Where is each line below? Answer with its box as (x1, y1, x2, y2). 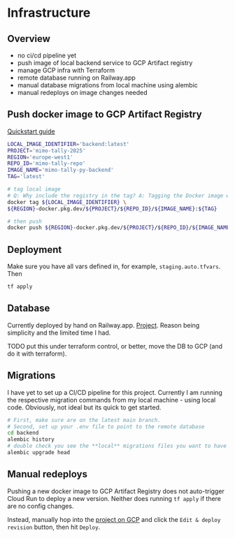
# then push (7, 218, 42, 225)
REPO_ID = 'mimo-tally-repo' (7, 160, 86, 167)
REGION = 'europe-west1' (7, 154, 73, 161)
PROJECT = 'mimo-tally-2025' (7, 147, 86, 154)
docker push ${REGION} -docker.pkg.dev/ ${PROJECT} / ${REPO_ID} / (7, 224, 192, 231)
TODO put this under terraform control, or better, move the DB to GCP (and (7, 342, 222, 350)
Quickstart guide (7, 127, 55, 136)
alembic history (7, 436, 55, 443)
